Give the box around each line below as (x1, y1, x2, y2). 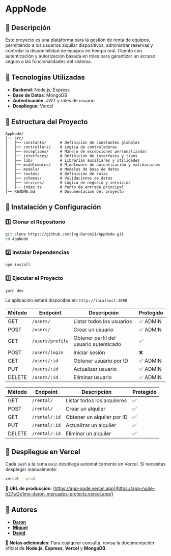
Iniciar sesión (73, 349, 105, 356)
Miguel (12, 524, 28, 531)
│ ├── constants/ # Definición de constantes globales (5, 140, 140, 145)
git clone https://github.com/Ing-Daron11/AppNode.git (5, 232, 124, 237)
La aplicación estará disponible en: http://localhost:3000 (5, 297, 127, 303)
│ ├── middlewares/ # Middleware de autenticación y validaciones (5, 162, 160, 167)
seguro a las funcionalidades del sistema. (5, 58, 93, 64)
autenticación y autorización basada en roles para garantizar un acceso (5, 53, 156, 59)
